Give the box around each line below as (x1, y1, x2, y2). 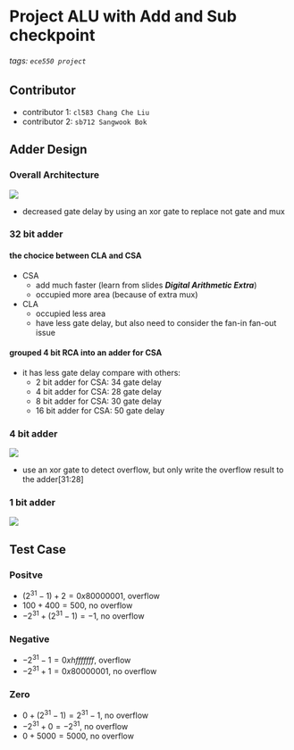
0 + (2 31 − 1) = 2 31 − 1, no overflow (21, 708, 149, 721)
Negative (9, 633, 50, 646)
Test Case (9, 542, 67, 557)
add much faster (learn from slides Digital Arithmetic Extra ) (35, 279, 257, 290)
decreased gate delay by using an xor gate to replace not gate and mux (21, 205, 286, 216)
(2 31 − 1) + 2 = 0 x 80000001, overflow (21, 589, 161, 601)
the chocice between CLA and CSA (9, 250, 142, 261)
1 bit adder (9, 496, 56, 509)
